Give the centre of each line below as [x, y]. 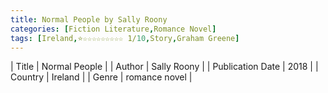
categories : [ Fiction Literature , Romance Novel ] [113, 29]
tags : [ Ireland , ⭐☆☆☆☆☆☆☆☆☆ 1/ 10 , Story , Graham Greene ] [125, 38]
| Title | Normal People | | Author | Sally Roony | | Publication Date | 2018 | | [164, 67]
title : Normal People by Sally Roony [89, 19]
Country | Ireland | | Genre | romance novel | [101, 77]
